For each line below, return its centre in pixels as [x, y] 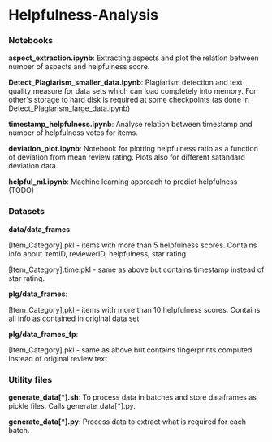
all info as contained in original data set [74, 318]
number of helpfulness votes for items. [73, 133]
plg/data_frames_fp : [43, 334]
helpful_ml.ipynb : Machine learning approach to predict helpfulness [123, 182]
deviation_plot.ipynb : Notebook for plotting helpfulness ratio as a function [133, 149]
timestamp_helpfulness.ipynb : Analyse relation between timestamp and [131, 125]
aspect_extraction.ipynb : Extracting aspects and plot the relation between [134, 58]
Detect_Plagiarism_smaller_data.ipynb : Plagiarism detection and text [125, 82]
